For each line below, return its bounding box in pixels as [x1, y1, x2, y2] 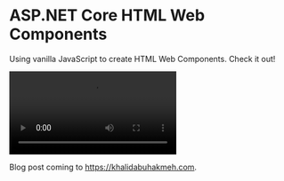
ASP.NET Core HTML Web [9, 5, 206, 26]
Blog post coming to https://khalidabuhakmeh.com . [9, 161, 198, 172]
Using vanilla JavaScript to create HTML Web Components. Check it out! [9, 53, 276, 64]
